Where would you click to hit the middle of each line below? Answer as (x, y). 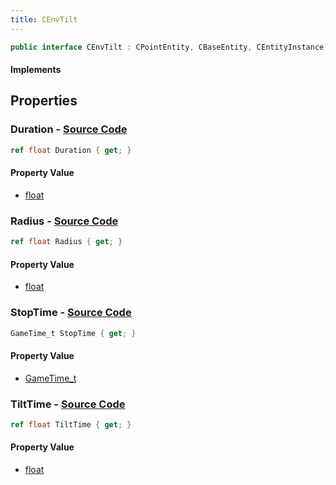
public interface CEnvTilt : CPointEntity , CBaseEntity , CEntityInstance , (169, 47)
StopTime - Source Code (71, 313)
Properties (44, 101)
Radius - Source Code (64, 221)
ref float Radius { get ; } (66, 242)
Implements (36, 70)
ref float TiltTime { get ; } (71, 424)
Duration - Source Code (69, 129)
